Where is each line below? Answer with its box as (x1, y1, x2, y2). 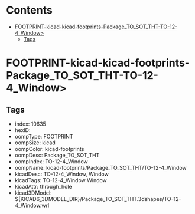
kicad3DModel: (14, 189, 52, 196)
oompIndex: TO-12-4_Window (14, 157, 88, 165)
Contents (6, 4, 53, 17)
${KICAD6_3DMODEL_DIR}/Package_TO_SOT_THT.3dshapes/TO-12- (14, 195, 181, 202)
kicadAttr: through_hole (14, 183, 72, 190)
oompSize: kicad (14, 139, 56, 146)
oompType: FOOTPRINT (14, 133, 73, 140)
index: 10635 (14, 120, 46, 127)
